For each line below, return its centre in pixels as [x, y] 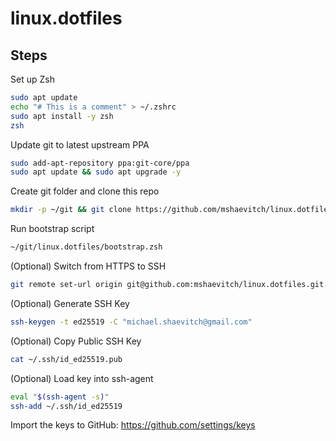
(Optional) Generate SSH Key [70, 303]
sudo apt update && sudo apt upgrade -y [96, 172]
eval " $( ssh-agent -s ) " [60, 397]
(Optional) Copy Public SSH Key [76, 341]
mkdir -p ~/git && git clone [71, 210]
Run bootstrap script [52, 229]
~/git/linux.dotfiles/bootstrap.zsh [86, 247]
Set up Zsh [32, 79]
